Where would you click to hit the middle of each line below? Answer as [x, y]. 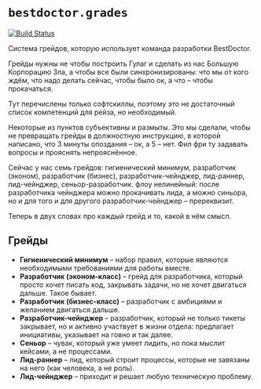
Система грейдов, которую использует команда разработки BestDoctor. [130, 48]
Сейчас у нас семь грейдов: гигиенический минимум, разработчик [122, 167]
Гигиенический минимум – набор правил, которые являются [123, 260]
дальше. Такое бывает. [58, 293]
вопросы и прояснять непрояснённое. [73, 152]
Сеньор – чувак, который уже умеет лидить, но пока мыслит [122, 343]
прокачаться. [31, 89]
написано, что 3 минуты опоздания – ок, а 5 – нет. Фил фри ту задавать [128, 144]
